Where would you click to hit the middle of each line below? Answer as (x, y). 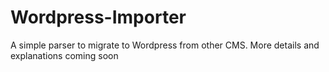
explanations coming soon (64, 55)
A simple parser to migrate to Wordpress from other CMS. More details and (165, 45)
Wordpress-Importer (98, 17)
